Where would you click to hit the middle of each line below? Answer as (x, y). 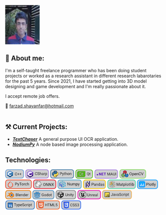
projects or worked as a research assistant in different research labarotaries (83, 76)
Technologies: (28, 160)
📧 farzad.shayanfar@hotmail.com (39, 106)
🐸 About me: (25, 58)
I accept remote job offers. (32, 96)
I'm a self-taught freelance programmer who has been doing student (76, 70)
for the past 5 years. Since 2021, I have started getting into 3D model (76, 81)
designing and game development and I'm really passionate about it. (75, 86)
